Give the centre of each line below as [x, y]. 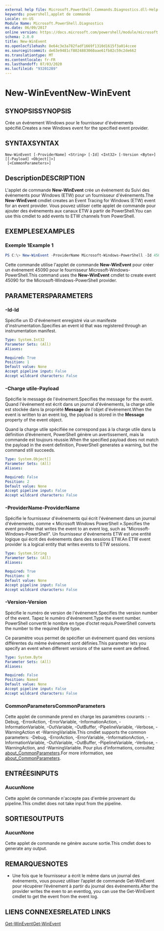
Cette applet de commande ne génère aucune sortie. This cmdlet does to [78, 843]
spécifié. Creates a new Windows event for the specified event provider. [77, 128]
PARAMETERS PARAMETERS [49, 296]
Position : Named [21, 680]
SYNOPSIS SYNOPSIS [38, 111]
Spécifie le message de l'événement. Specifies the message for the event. [79, 399]
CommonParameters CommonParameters [55, 706]
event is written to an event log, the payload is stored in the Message [75, 415]
